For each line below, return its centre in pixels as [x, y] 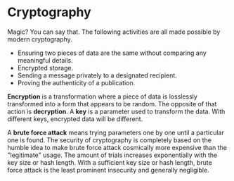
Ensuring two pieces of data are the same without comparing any [112, 53]
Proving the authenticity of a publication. [76, 82]
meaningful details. [45, 60]
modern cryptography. [40, 39]
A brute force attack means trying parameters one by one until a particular [116, 132]
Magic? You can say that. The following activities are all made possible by [114, 32]
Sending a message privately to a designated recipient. [97, 75]
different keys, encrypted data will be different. [75, 119]
